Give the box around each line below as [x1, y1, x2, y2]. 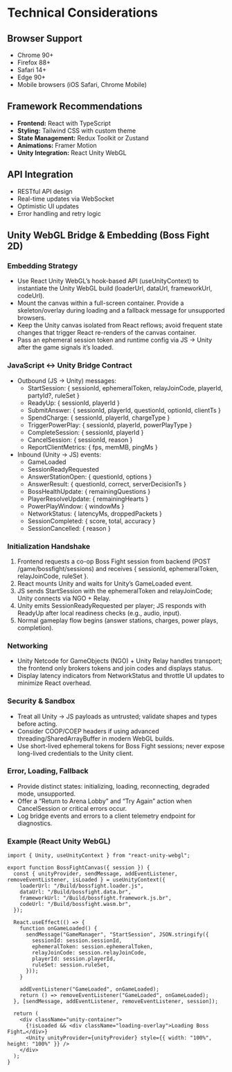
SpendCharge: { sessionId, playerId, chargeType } [27, 413, 170, 422]
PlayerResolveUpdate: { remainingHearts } [27, 495, 149, 503]
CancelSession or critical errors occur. [17, 804, 127, 812]
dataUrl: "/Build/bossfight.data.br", [19, 889, 132, 896]
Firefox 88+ [17, 58, 51, 67]
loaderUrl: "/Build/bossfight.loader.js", [19, 882, 144, 890]
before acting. [17, 719, 57, 727]
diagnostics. [17, 818, 53, 827]
